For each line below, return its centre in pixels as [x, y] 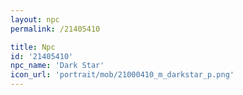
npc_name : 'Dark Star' [57, 66]
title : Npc [33, 47]
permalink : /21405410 [55, 29]
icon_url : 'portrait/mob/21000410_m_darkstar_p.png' [122, 75]
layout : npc [35, 19]
